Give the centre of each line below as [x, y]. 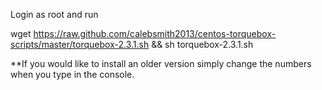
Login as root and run [54, 14]
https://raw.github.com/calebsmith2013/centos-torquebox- [155, 33]
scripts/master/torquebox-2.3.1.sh [80, 44]
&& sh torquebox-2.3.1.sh [202, 44]
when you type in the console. [72, 74]
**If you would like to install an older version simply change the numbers [161, 63]
